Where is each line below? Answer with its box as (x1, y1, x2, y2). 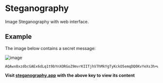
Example (5, 33, 32, 41)
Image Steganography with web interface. (5, 19, 89, 24)
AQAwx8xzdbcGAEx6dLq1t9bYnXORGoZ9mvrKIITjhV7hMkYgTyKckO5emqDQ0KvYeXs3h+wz (5, 64, 162, 69)
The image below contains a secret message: (5, 45, 96, 51)
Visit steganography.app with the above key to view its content (5, 72, 135, 78)
